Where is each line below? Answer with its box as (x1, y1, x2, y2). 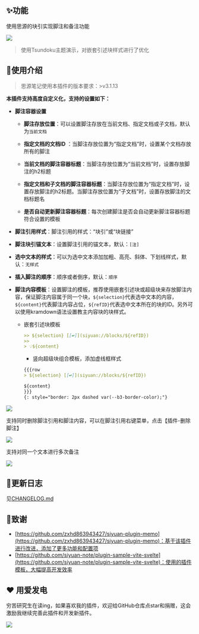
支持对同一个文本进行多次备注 (6, 448, 79, 455)
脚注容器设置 (14, 108, 46, 115)
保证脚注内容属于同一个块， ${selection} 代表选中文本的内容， (25, 293, 177, 300)
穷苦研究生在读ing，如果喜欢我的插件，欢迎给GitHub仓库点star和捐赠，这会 (6, 602, 191, 609)
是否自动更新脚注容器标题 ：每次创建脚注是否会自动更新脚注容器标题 (23, 207, 191, 215)
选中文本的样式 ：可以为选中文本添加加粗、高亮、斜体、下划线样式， (14, 253, 182, 260)
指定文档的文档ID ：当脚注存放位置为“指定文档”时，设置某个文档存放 (23, 140, 191, 147)
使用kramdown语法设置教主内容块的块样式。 (20, 308, 129, 315)
